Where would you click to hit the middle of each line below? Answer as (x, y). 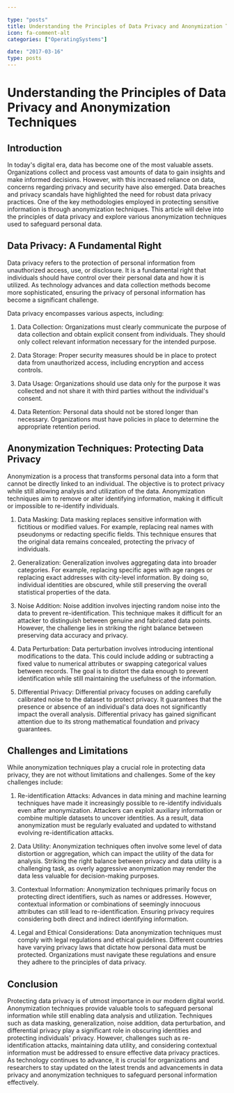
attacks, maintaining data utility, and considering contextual (132, 1046)
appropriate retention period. (59, 427)
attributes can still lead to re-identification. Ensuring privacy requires (116, 912)
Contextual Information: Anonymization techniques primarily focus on (117, 889)
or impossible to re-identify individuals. (63, 505)
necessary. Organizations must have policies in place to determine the (118, 419)
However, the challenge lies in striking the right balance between (110, 627)
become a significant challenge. (53, 300)
